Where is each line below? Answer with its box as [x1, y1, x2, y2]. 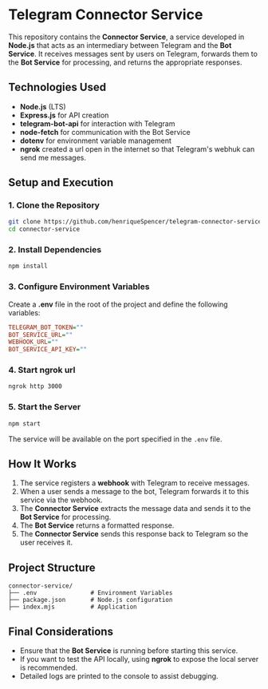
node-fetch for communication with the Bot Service [19, 127, 191, 137]
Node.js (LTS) [19, 101, 66, 111]
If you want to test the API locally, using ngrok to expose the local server [19, 654, 259, 663]
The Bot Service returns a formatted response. [19, 521, 175, 530]
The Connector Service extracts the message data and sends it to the [19, 504, 251, 513]
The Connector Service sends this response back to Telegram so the [19, 529, 249, 539]
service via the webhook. [19, 495, 103, 505]
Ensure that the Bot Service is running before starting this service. [19, 645, 238, 655]
